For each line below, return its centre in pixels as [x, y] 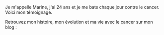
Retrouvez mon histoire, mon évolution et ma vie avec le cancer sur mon [79, 22]
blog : [11, 27]
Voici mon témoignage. [29, 12]
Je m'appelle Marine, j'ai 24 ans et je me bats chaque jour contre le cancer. [82, 7]
